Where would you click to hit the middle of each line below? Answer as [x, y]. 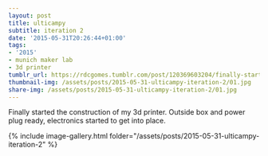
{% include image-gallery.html [58, 136]
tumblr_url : [28, 75]
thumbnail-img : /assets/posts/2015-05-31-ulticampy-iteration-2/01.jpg [130, 82]
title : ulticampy [37, 23]
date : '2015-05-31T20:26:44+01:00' [67, 38]
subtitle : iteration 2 [46, 30]
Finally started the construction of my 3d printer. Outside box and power [127, 112]
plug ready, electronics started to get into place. [87, 121]
